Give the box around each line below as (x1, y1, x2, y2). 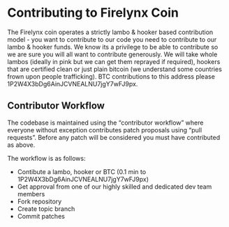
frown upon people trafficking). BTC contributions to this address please (7, 72, 215, 81)
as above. (7, 141, 36, 149)
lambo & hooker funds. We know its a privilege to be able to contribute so (7, 42, 219, 51)
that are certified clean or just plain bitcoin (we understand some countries (7, 65, 222, 73)
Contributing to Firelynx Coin (7, 5, 179, 21)
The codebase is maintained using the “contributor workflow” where (7, 118, 204, 127)
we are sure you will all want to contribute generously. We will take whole (7, 50, 218, 58)
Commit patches (17, 212, 65, 220)
